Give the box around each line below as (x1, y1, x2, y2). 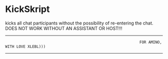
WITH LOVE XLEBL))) (5, 44, 46, 49)
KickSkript (5, 3, 50, 15)
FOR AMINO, (139, 39, 162, 44)
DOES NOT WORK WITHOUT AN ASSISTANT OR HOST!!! (5, 25, 122, 31)
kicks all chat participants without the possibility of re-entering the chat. (5, 20, 153, 26)
